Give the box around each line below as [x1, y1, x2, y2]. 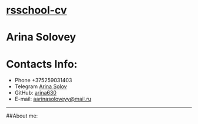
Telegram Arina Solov [14, 83, 67, 90]
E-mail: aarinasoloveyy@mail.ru [14, 95, 91, 103]
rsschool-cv [6, 4, 67, 17]
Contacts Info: [6, 57, 78, 71]
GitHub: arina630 [14, 89, 57, 96]
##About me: [6, 112, 38, 119]
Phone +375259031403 [14, 77, 72, 84]
